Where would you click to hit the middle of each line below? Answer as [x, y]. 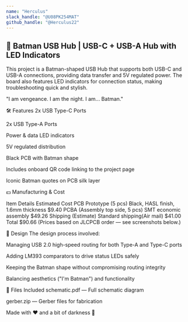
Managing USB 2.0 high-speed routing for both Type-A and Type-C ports [94, 245]
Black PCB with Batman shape [42, 158]
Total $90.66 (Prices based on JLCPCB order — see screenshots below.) [93, 222]
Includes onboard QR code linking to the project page [70, 169]
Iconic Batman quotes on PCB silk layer [53, 181]
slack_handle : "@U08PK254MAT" [43, 17]
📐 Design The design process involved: [53, 233]
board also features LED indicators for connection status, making [84, 82]
